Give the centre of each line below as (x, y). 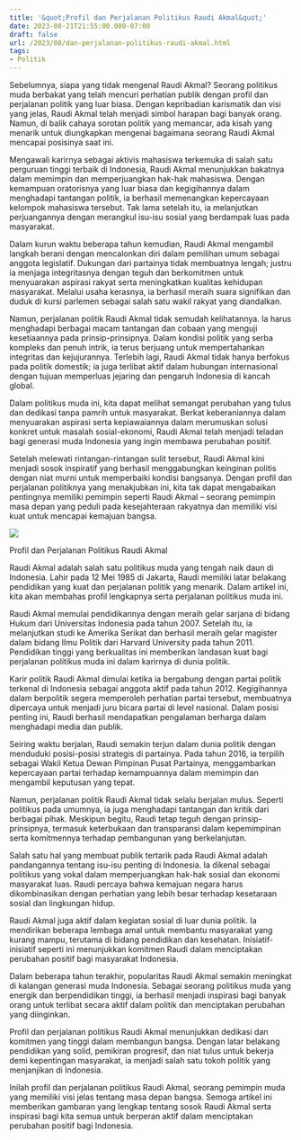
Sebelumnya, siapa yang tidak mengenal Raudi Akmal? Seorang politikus (144, 85)
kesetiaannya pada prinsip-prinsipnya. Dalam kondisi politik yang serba (142, 338)
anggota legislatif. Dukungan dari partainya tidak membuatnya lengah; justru (150, 263)
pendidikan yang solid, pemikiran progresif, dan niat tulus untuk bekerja (142, 1051)
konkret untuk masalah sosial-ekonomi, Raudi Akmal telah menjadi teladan (147, 432)
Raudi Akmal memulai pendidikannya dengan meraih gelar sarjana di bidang (150, 614)
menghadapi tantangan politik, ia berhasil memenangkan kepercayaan (139, 198)
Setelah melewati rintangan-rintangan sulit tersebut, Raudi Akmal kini (137, 459)
